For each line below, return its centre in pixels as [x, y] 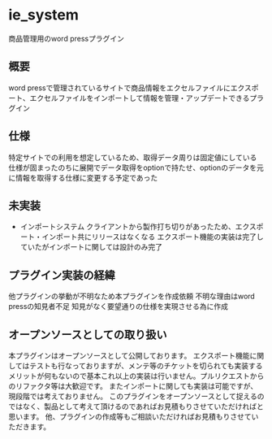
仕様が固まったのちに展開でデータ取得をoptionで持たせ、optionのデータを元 [136, 167]
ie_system [44, 15]
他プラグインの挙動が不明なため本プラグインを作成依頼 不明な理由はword [132, 296]
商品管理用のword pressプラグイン [66, 38]
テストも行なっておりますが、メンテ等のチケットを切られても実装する [146, 366]
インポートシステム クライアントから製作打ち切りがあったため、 [127, 227]
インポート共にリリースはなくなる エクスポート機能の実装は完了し [153, 237]
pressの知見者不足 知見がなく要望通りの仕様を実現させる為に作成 [119, 306]
